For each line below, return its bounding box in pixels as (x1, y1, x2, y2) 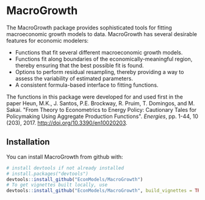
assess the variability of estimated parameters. (15, 75, 133, 82)
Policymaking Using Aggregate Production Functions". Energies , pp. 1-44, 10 (6, 113, 198, 120)
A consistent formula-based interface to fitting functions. (15, 81, 159, 89)
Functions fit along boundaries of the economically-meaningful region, (15, 55, 193, 62)
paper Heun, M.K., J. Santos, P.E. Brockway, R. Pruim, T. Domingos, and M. (6, 99, 195, 107)
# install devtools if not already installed (6, 165, 124, 171)
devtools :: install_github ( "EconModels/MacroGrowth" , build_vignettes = (6, 188, 192, 194)
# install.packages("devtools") (6, 171, 88, 177)
